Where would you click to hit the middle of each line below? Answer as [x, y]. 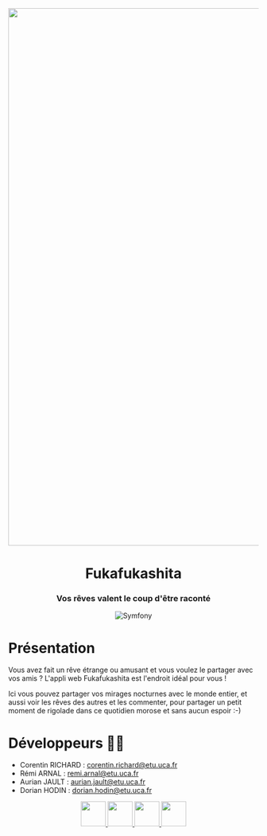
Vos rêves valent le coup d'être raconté [133, 599]
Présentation [52, 648]
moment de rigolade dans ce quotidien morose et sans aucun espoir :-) [125, 711]
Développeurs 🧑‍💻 [66, 743]
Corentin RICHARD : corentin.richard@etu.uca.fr [99, 765]
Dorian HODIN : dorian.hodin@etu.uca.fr [86, 791]
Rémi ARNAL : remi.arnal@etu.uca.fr [79, 773]
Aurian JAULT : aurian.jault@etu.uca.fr [82, 782]
